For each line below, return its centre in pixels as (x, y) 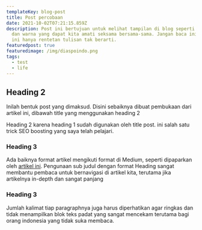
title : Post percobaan (35, 17)
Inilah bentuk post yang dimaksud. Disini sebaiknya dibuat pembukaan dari (99, 107)
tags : (13, 57)
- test (20, 62)
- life (20, 68)
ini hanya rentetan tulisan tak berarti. (64, 40)
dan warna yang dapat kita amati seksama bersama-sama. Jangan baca (99, 34)
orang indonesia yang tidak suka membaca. (60, 220)
